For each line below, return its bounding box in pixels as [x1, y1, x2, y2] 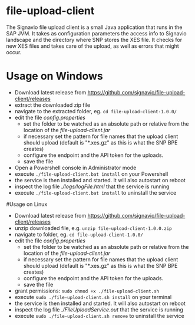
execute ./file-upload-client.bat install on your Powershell [14, 170, 168, 178]
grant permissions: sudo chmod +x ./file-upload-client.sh [14, 287, 160, 294]
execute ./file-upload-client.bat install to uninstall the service [14, 189, 177, 196]
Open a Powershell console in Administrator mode [14, 164, 137, 171]
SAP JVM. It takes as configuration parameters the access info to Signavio [6, 29, 187, 37]
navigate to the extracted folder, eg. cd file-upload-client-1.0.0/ [14, 107, 177, 114]
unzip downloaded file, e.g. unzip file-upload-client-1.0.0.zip [14, 224, 172, 231]
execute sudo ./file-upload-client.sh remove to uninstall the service [14, 312, 184, 319]
